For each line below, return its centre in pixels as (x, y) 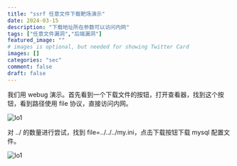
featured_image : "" (36, 40)
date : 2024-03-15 (33, 21)
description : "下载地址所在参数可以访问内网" (68, 27)
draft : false (27, 73)
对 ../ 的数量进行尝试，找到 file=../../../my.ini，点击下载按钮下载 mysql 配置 (116, 132)
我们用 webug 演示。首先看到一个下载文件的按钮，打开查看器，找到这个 (113, 94)
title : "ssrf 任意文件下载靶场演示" (56, 14)
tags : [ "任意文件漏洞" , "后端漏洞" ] (55, 34)
